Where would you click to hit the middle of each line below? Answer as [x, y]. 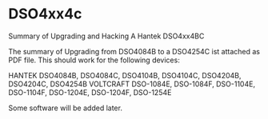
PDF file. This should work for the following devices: [94, 60]
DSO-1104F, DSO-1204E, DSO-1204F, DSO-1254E [90, 92]
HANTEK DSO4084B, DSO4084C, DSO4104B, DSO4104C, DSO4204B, [125, 75]
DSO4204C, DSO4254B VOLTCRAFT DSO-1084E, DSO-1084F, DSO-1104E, [132, 84]
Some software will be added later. [65, 108]
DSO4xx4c [45, 14]
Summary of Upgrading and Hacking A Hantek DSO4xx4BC [106, 36]
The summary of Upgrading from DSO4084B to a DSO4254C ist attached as [134, 51]
